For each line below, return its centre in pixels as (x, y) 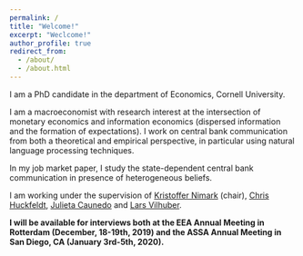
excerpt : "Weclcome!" (50, 34)
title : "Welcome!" (44, 26)
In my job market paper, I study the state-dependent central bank (132, 168)
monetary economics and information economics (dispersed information (145, 121)
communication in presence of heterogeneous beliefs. (111, 177)
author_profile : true (50, 43)
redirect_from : (38, 52)
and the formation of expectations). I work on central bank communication (149, 131)
